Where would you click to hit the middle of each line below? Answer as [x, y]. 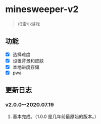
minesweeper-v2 [42, 9]
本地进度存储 [26, 67]
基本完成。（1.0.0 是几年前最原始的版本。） [56, 116]
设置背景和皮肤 [28, 60]
